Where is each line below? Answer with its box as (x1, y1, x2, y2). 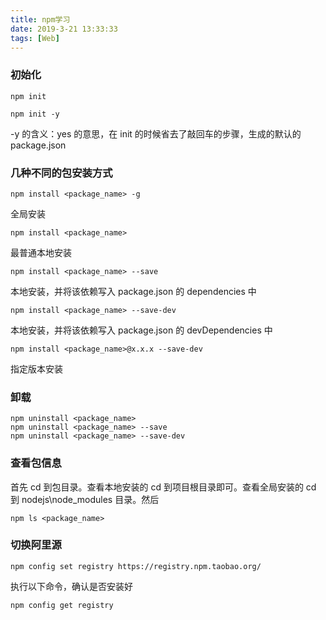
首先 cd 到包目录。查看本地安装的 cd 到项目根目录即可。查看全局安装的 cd (10, 481, 317, 493)
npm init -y (10, 109, 60, 119)
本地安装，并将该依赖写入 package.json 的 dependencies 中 (10, 285, 257, 297)
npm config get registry (10, 600, 114, 610)
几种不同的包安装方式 (10, 166, 113, 180)
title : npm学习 (10, 14, 71, 25)
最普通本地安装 (10, 246, 72, 258)
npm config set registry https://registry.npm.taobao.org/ (10, 561, 262, 571)
